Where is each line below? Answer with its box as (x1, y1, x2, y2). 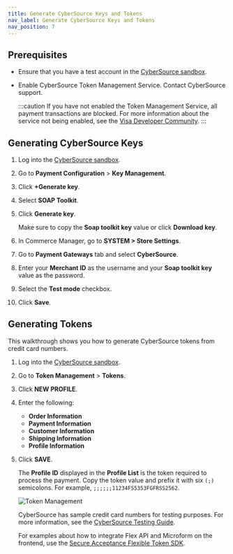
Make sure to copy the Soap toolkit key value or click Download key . (17, 223, 218, 231)
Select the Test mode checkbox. (17, 285, 112, 293)
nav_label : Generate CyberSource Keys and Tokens (8, 17, 156, 24)
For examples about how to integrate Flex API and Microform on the (17, 531, 213, 539)
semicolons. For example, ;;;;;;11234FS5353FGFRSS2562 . (17, 483, 180, 492)
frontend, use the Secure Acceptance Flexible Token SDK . (17, 539, 186, 547)
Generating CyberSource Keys (8, 137, 144, 149)
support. (17, 89, 43, 97)
